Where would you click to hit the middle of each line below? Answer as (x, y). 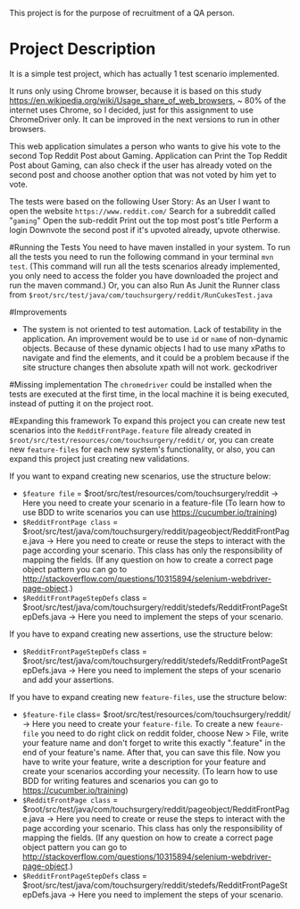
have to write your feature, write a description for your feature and (144, 762)
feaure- (270, 724)
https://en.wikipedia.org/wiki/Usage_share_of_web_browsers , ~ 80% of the (148, 100)
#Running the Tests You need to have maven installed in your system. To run (150, 247)
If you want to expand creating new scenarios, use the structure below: (140, 476)
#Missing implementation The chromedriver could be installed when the (141, 384)
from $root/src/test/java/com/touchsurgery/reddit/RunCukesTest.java (141, 295)
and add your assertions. (68, 680)
